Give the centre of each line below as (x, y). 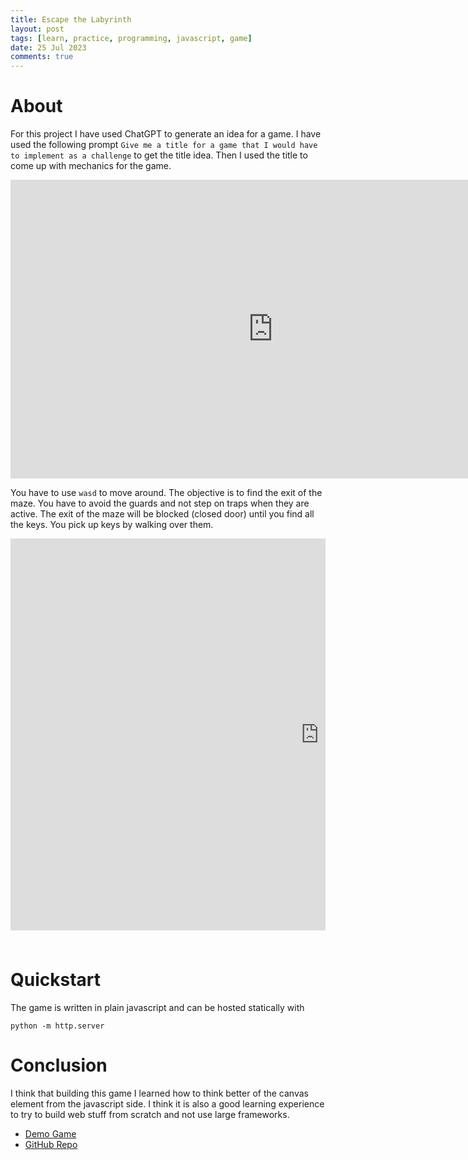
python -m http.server (57, 1026)
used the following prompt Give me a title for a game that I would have (164, 145)
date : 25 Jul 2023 (48, 47)
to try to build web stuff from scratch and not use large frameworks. (150, 1114)
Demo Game (50, 1133)
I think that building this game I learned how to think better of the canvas (159, 1093)
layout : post (37, 29)
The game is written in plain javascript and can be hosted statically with (157, 1007)
